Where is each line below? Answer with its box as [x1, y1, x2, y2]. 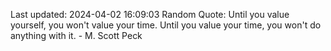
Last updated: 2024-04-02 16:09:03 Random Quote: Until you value [10, 9, 290, 20]
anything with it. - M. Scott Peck [10, 30, 143, 41]
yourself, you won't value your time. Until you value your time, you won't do [10, 19, 322, 31]
